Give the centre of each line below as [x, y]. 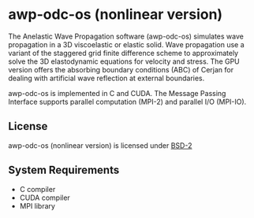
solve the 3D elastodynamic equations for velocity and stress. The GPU [124, 61]
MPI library [37, 205]
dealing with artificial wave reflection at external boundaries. [106, 78]
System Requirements [64, 170]
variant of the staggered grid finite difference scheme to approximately [123, 53]
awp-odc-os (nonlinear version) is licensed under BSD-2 [100, 145]
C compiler [37, 189]
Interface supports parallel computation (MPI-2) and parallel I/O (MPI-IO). [127, 102]
